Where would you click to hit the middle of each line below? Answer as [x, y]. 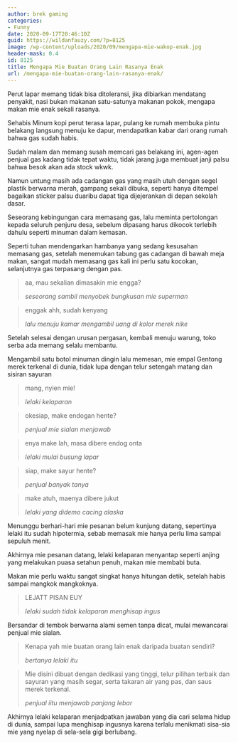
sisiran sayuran [29, 374]
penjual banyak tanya [56, 484]
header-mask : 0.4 [33, 54]
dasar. [17, 203]
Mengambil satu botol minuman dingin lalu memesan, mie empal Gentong [115, 359]
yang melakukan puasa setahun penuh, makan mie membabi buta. [104, 562]
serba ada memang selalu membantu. [63, 345]
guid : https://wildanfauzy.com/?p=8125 [66, 41]
